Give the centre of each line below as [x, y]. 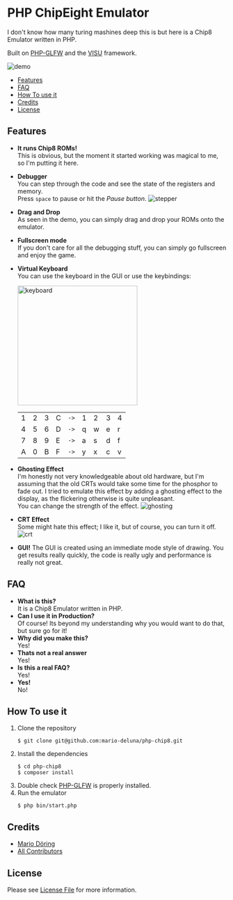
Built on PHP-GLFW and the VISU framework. [72, 53]
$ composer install [46, 773]
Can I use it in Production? [56, 616]
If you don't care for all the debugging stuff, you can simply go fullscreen [122, 248]
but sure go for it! [42, 630]
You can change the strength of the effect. [78, 506]
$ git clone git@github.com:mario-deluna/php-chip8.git [100, 741]
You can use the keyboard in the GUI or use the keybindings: [104, 275]
